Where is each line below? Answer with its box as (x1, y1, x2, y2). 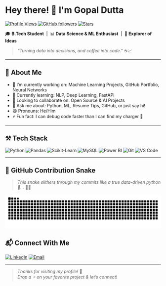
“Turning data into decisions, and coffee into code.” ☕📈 (17, 47, 132, 53)
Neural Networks (12, 86, 47, 93)
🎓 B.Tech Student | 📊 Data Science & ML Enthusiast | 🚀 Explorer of (5, 31, 152, 37)
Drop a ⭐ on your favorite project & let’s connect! (17, 274, 118, 280)
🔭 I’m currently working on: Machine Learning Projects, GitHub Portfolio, (12, 82, 160, 87)
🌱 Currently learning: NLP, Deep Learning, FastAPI (12, 92, 115, 98)
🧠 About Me (5, 69, 42, 77)
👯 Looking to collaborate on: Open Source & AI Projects (12, 97, 125, 103)
